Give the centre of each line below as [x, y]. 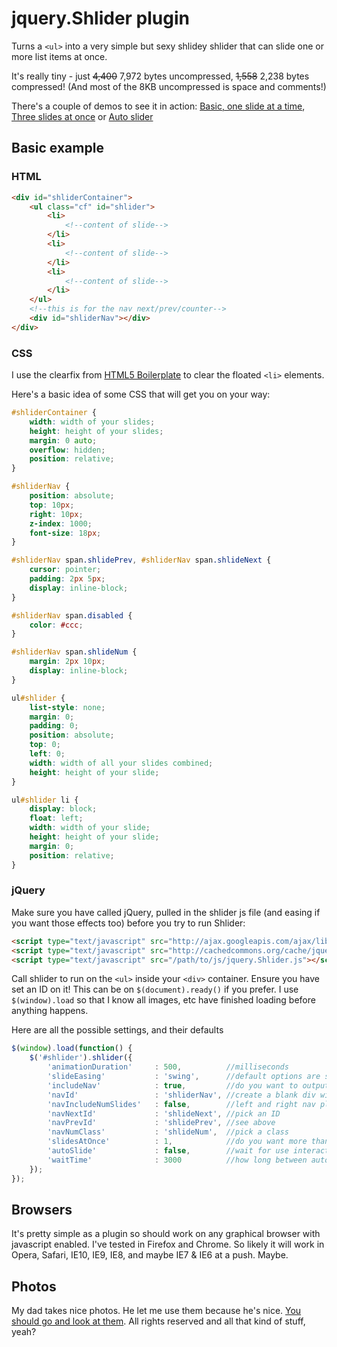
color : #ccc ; [56, 625]
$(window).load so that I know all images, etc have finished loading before [163, 1000]
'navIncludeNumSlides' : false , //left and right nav [181, 1104]
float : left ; [56, 818]
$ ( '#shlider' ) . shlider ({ [81, 1058]
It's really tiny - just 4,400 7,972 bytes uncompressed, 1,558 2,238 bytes [160, 76]
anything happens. [50, 1011]
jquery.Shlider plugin [101, 18]
